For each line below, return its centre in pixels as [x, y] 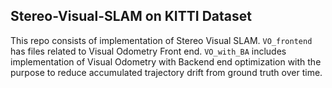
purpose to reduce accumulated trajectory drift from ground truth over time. [166, 72]
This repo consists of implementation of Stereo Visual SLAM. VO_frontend [161, 40]
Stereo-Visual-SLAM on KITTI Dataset [131, 16]
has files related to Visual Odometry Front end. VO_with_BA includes [148, 51]
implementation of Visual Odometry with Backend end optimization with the [166, 61]
